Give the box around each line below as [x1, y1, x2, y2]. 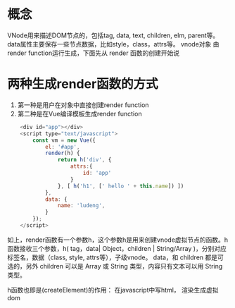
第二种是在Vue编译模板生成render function [17, 109, 142, 118]
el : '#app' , [44, 143, 80, 150]
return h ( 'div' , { [57, 156, 112, 164]
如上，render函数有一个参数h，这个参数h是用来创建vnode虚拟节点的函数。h [7, 235, 229, 244]
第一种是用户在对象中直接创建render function [17, 100, 149, 109]
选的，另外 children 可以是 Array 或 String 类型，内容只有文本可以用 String [7, 261, 223, 270]
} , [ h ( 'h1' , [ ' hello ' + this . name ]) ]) [57, 183, 184, 190]
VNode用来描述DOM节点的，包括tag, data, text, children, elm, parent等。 [7, 31, 220, 39]
